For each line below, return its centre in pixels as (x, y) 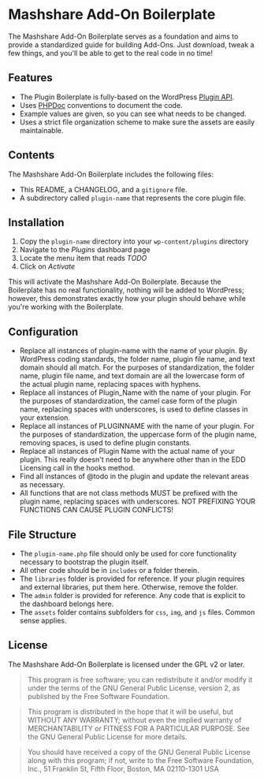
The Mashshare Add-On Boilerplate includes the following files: (111, 174)
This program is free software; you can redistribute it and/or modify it (140, 679)
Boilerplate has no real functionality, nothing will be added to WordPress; (126, 290)
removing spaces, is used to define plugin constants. (105, 443)
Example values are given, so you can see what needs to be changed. (133, 113)
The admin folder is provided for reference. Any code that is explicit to (132, 595)
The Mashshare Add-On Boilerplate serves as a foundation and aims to (123, 36)
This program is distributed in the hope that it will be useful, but (130, 712)
